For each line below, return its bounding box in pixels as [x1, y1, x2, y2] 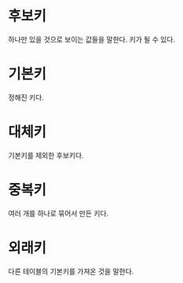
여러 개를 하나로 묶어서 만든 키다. [8, 208, 109, 218]
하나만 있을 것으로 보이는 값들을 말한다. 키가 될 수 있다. [8, 35, 175, 44]
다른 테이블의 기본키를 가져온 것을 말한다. [8, 266, 134, 276]
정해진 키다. [8, 92, 45, 102]
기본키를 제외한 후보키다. [8, 150, 84, 160]
